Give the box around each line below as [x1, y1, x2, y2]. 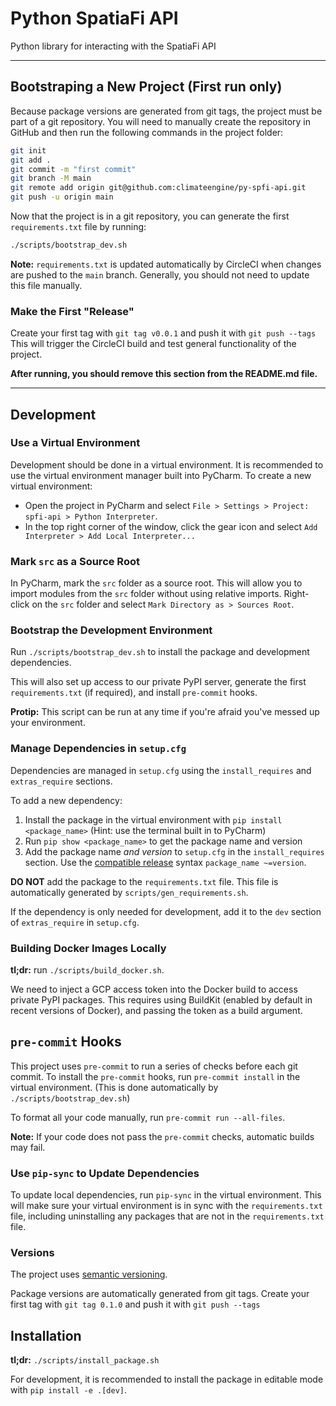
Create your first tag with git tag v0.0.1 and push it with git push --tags [10, 327, 317, 339]
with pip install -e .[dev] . [10, 1384, 128, 1396]
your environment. [10, 717, 86, 729]
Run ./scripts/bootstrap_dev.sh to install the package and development [10, 646, 310, 658]
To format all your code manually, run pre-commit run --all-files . [10, 1111, 286, 1123]
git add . [10, 155, 52, 165]
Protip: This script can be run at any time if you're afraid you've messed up [10, 706, 320, 718]
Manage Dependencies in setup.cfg [10, 742, 187, 756]
